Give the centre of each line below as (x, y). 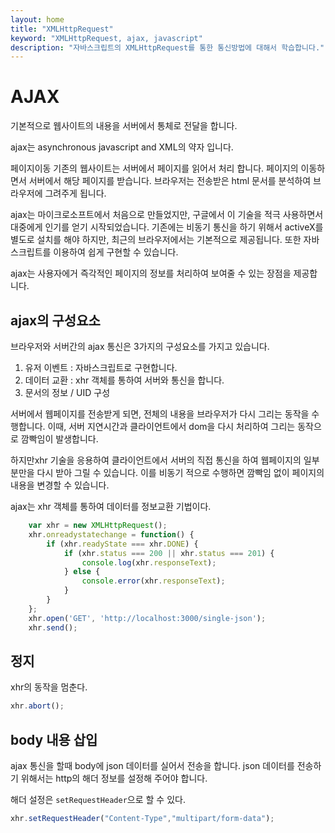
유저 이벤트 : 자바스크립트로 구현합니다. (101, 367)
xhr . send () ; (53, 627)
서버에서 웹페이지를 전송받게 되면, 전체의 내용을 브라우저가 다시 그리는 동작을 (160, 414)
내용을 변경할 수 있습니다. (60, 485)
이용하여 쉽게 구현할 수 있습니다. (116, 252)
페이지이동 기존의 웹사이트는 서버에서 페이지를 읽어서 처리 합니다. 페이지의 (154, 168)
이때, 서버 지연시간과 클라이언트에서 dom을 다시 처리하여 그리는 (171, 426)
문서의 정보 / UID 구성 (67, 392)
